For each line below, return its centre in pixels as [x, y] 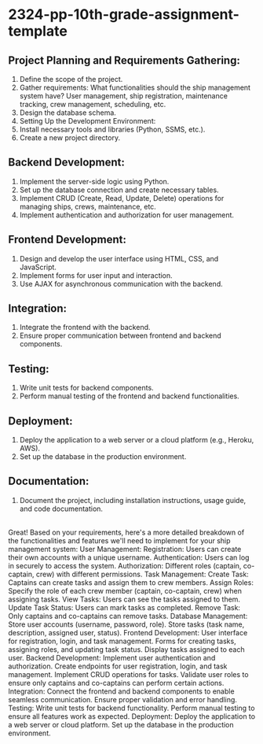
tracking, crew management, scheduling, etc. [93, 104]
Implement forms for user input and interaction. [96, 275]
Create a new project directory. [69, 138]
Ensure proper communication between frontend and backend [120, 335]
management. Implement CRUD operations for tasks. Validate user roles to [128, 674]
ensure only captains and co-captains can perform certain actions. [116, 683]
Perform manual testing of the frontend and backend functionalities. [129, 396]
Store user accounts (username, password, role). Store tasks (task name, [126, 624]
